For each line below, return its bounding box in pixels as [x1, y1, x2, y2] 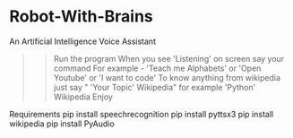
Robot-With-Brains [9, 6, 154, 27]
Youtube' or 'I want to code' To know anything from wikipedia [53, 72, 280, 82]
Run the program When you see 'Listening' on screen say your [53, 53, 285, 64]
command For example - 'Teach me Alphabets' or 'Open [53, 63, 262, 73]
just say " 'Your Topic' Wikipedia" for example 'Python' [53, 82, 256, 92]
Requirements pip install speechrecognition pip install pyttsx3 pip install [9, 108, 274, 119]
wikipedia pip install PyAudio [9, 118, 115, 129]
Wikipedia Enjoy [53, 91, 114, 102]
